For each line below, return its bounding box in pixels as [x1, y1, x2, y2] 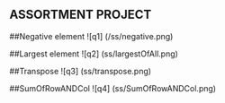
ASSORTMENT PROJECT [9, 7, 152, 22]
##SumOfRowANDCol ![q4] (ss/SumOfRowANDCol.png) [9, 82, 217, 93]
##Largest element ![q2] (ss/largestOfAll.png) [9, 48, 178, 59]
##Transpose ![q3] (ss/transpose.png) [9, 65, 151, 76]
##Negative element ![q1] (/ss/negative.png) [9, 30, 174, 41]
